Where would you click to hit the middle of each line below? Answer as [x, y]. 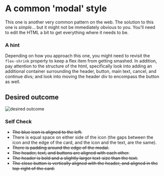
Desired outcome [32, 97]
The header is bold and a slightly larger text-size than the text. [75, 158]
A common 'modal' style [56, 9]
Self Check [18, 121]
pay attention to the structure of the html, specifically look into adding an [79, 66]
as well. [13, 82]
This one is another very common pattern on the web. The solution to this [79, 22]
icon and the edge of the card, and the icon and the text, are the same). [84, 143]
